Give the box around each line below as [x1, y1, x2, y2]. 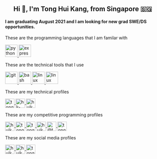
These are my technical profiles [5, 89, 69, 95]
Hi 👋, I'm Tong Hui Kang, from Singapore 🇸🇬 [13, 5, 152, 13]
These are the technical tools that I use [5, 62, 84, 68]
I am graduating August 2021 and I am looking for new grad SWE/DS [5, 18, 147, 25]
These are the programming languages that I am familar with [5, 35, 128, 41]
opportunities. [5, 24, 35, 29]
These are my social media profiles [5, 134, 76, 140]
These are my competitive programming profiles [5, 111, 103, 118]
